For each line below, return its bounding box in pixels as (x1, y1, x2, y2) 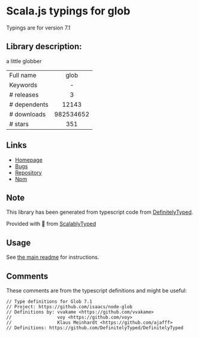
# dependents (9, 100, 49, 109)
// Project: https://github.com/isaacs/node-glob (6, 304, 133, 310)
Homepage (14, 156, 43, 163)
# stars (9, 120, 29, 128)
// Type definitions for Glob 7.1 (6, 299, 93, 305)
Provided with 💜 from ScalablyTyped (6, 220, 97, 228)
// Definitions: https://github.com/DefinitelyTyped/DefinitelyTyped (6, 325, 184, 331)
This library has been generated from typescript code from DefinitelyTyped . (6, 208, 194, 216)
